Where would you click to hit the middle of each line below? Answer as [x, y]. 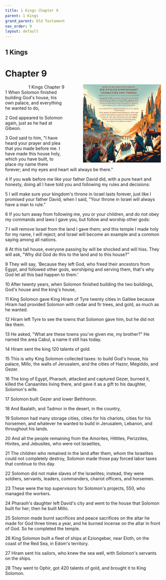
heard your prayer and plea [33, 143]
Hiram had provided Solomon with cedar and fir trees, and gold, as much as [82, 305]
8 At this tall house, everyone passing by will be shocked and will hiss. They [82, 249]
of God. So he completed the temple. [43, 529]
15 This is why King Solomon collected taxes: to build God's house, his [77, 359]
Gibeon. [13, 129]
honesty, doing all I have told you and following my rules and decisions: [78, 185]
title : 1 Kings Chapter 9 [32, 10]
